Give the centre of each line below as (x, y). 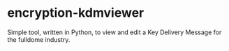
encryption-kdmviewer (76, 13)
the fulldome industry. (39, 39)
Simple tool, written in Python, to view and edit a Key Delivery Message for (114, 32)
